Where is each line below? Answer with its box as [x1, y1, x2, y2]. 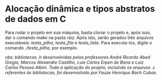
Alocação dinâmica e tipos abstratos [5, 3, 155, 14]
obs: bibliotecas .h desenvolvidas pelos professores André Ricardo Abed [5, 54, 150, 60]
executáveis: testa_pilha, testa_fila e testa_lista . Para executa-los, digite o [5, 40, 152, 45]
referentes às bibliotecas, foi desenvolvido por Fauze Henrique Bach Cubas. [5, 69, 158, 75]
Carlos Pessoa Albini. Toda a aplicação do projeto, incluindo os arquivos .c [5, 64, 156, 70]
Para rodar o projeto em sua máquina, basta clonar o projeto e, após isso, [5, 29, 151, 35]
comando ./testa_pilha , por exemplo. [5, 45, 78, 51]
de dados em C [5, 13, 66, 25]
